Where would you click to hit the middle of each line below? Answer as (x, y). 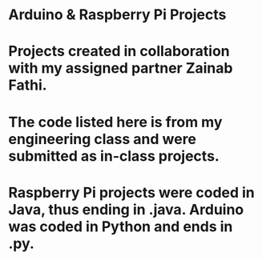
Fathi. (28, 85)
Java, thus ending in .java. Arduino (126, 209)
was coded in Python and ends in (121, 226)
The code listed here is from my (115, 122)
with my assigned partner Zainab (121, 68)
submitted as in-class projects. (114, 156)
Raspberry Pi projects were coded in (131, 192)
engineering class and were (102, 139)
